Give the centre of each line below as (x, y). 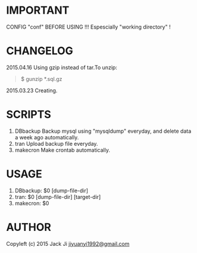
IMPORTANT (38, 10)
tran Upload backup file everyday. (56, 143)
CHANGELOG (40, 51)
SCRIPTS (29, 115)
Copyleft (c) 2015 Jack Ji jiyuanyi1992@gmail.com (68, 243)
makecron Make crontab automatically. (62, 150)
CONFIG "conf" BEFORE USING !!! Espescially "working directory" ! (88, 27)
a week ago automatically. (47, 137)
